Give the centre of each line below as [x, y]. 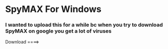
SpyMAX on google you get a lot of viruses [58, 31]
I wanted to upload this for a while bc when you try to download [84, 25]
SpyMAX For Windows [53, 9]
